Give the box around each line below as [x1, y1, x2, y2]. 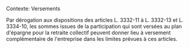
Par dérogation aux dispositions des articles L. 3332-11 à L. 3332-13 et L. [6, 17, 184, 23]
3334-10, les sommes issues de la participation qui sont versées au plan [6, 23, 182, 30]
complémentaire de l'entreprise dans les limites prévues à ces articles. [6, 36, 178, 42]
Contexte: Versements [6, 5, 61, 12]
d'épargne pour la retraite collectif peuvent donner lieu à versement [6, 29, 171, 36]
